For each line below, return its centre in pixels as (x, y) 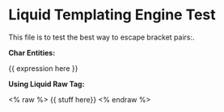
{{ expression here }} (43, 68)
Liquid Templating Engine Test (112, 15)
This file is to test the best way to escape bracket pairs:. (102, 37)
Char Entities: (32, 52)
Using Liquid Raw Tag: (46, 84)
